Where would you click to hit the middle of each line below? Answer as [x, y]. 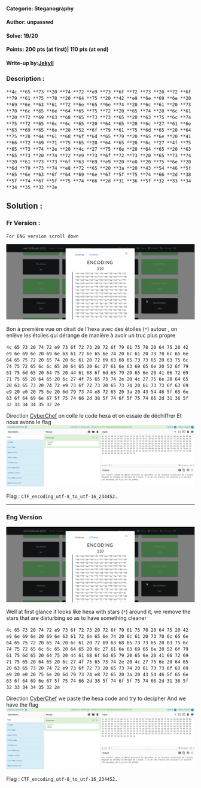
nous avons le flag [29, 422]
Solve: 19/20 [22, 35]
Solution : [25, 206]
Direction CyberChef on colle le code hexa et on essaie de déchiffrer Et [94, 416]
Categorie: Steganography [40, 8]
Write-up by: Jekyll [30, 63]
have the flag [22, 705]
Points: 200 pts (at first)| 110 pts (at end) [57, 49]
